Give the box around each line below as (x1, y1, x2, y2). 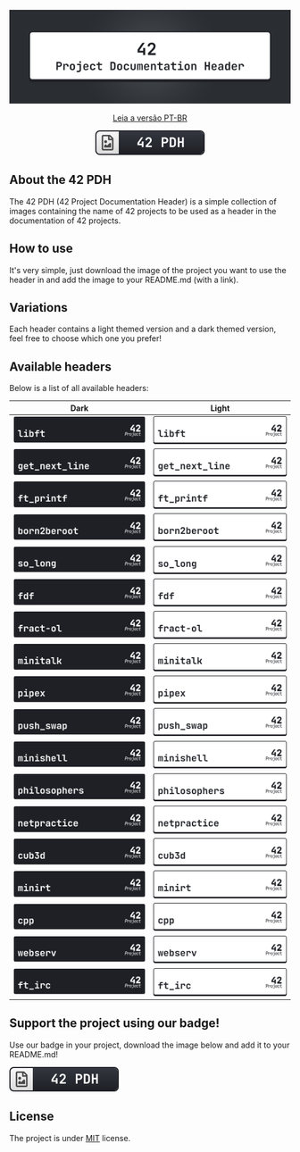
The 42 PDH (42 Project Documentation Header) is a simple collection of (9, 196, 277, 206)
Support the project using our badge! (9, 1015, 221, 1031)
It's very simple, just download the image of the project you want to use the (9, 264, 287, 275)
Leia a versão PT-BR (112, 113, 187, 123)
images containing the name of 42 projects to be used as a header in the (9, 205, 277, 216)
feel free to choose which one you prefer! (9, 333, 162, 344)
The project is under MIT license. (9, 1132, 131, 1143)
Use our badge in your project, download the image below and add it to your (9, 1039, 290, 1050)
